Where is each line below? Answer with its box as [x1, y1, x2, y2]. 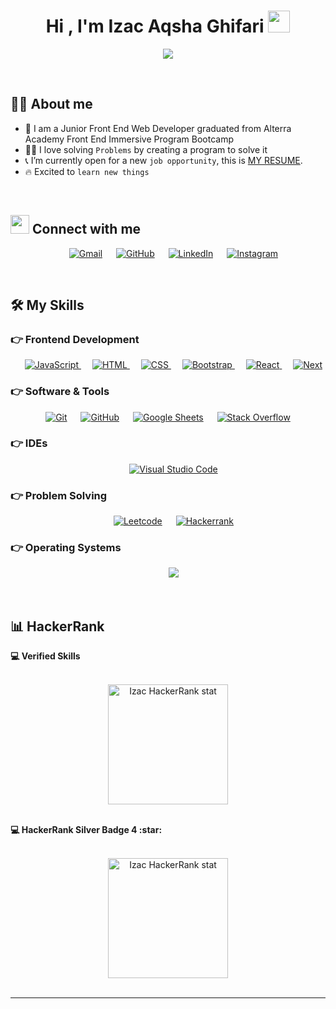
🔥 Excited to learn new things [24, 165, 150, 177]
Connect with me [31, 221, 142, 238]
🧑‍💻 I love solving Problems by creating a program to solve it [24, 143, 268, 155]
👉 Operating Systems [10, 541, 122, 555]
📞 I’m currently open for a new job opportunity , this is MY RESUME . [24, 154, 303, 166]
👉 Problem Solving [10, 488, 108, 502]
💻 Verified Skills [10, 650, 81, 662]
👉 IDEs [10, 436, 48, 450]
